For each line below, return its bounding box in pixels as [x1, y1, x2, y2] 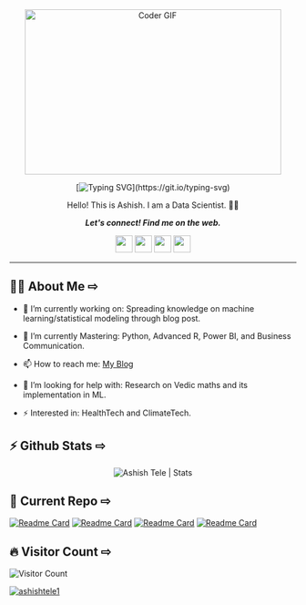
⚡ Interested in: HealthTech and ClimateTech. [22, 407, 191, 418]
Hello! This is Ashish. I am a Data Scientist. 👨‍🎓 [66, 200, 240, 210]
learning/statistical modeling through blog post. [22, 313, 201, 323]
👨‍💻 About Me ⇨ [9, 279, 98, 294]
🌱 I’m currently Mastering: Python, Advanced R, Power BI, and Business [22, 330, 291, 341]
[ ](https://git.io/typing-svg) [76, 182, 230, 192]
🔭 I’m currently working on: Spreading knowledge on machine [22, 302, 255, 313]
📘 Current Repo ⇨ [9, 494, 111, 509]
